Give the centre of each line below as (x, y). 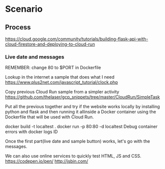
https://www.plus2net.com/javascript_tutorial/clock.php (62, 83)
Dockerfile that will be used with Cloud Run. (49, 117)
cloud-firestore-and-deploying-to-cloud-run (50, 44)
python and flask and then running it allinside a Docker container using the (81, 112)
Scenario (24, 9)
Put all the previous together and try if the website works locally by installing (82, 107)
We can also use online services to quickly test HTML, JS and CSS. (73, 156)
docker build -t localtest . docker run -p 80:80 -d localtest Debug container (81, 127)
